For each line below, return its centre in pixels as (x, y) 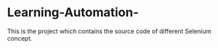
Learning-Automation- (73, 13)
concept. (20, 38)
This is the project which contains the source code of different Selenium (109, 31)
